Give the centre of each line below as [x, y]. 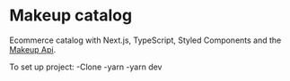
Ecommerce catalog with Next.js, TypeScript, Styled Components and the [145, 40]
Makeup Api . [33, 49]
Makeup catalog [71, 16]
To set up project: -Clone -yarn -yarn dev [86, 67]
